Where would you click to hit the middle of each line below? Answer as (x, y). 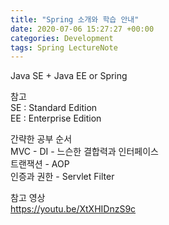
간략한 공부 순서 (41, 139)
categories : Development (62, 38)
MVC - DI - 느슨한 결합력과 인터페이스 (84, 152)
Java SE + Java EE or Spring (69, 76)
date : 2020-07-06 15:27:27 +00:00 (82, 29)
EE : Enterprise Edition (56, 118)
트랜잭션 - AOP (40, 164)
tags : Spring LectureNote (64, 47)
